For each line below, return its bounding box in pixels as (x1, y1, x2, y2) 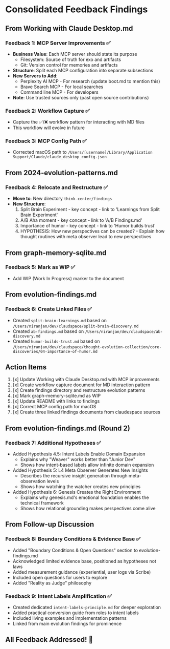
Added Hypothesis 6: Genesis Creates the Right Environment (12, 489, 141, 495)
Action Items (5, 363, 47, 371)
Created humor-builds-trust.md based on (12, 338, 100, 344)
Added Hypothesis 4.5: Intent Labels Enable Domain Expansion (12, 451, 145, 457)
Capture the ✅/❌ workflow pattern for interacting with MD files (12, 119, 144, 125)
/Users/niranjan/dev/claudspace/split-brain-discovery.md (12, 324, 139, 329)
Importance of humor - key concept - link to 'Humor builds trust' (20, 223, 156, 229)
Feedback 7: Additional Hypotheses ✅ (5, 439, 101, 446)
